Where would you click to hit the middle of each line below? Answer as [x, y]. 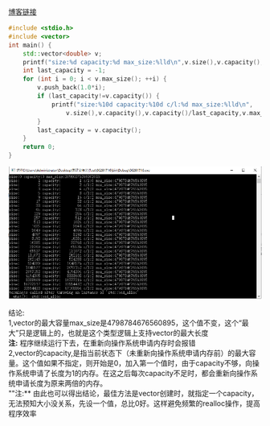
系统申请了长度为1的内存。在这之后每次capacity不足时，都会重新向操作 [133, 373]
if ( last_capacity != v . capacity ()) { [98, 96]
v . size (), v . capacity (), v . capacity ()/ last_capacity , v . [157, 113]
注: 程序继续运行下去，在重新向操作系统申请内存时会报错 [102, 343]
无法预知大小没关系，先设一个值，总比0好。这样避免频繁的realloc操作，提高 [135, 403]
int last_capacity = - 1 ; [64, 71]
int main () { [30, 45]
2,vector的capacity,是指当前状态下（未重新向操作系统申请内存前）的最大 [129, 353]
